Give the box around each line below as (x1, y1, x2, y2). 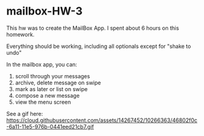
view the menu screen (15, 98, 71, 106)
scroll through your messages (15, 72, 90, 80)
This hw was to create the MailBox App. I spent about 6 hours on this (6, 24, 180, 32)
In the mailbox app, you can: (6, 61, 77, 68)
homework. (6, 30, 35, 38)
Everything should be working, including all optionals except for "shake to (6, 42, 191, 50)
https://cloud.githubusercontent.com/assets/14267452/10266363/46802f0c (6, 117, 198, 124)
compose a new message (15, 92, 80, 99)
